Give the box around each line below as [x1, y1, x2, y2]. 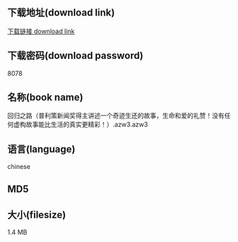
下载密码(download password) [7, 50, 144, 62]
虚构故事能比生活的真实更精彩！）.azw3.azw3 [13, 120, 149, 129]
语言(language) [7, 143, 76, 155]
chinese [7, 163, 30, 171]
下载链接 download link [7, 27, 75, 35]
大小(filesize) [7, 209, 66, 221]
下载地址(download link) [7, 6, 115, 19]
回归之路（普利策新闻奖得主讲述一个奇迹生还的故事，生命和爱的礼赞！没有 [7, 111, 225, 120]
